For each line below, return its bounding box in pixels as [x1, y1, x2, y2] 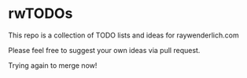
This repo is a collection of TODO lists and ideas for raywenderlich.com [8, 30, 239, 40]
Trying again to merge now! [8, 60, 98, 70]
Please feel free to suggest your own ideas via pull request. [8, 45, 201, 55]
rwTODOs [8, 5, 73, 23]
